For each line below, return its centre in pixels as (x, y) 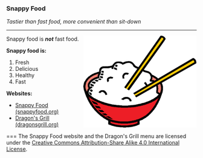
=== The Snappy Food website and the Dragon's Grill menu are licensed (96, 136)
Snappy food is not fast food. (43, 39)
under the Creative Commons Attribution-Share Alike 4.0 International (93, 143)
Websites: (19, 94)
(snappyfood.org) (37, 112)
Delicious (27, 69)
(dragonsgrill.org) (37, 125)
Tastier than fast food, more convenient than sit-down (74, 22)
